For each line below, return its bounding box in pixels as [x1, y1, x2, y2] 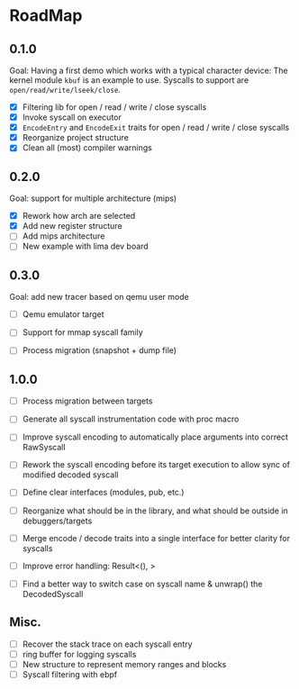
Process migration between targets [22, 395, 153, 406]
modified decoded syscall [22, 469, 119, 480]
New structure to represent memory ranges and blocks [22, 658, 227, 669]
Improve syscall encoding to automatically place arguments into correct [22, 431, 288, 442]
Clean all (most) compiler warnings [22, 142, 153, 153]
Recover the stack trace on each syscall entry [22, 639, 193, 649]
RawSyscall [22, 442, 66, 453]
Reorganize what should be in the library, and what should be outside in [22, 505, 288, 516]
